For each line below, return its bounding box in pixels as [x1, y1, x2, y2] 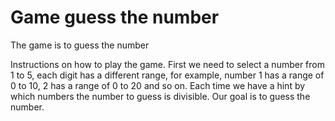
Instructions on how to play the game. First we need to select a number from [10, 58, 326, 70]
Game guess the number [10, 6, 220, 29]
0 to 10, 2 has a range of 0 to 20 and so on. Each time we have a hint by [10, 79, 306, 91]
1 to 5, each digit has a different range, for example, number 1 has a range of [10, 69, 325, 81]
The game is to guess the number [10, 39, 150, 51]
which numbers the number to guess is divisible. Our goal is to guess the [10, 90, 311, 102]
